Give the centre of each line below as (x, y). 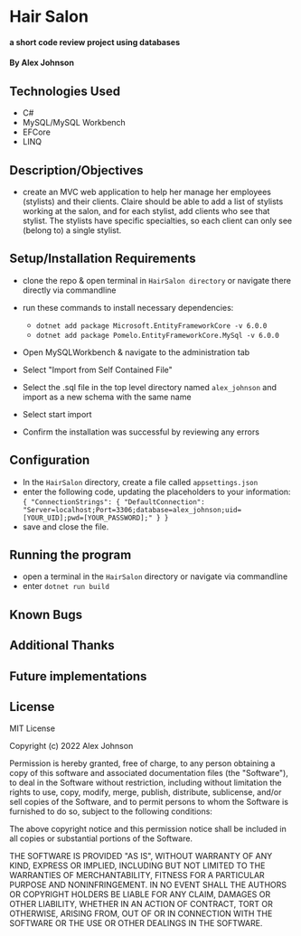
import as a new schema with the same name (107, 397)
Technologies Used (65, 91)
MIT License (33, 728)
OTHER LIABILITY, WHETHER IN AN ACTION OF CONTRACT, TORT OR (141, 904)
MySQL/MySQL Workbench (74, 123)
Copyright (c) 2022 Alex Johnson (71, 746)
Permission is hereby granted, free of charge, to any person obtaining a (142, 763)
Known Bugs (46, 615)
